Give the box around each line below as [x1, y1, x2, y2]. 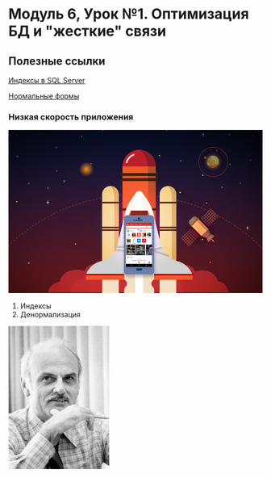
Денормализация [19, 309, 81, 319]
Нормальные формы [8, 91, 80, 101]
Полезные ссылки [8, 54, 106, 68]
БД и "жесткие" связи [8, 22, 167, 40]
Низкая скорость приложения [8, 111, 134, 122]
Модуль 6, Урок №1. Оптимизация [8, 5, 249, 23]
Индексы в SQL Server [8, 76, 85, 85]
